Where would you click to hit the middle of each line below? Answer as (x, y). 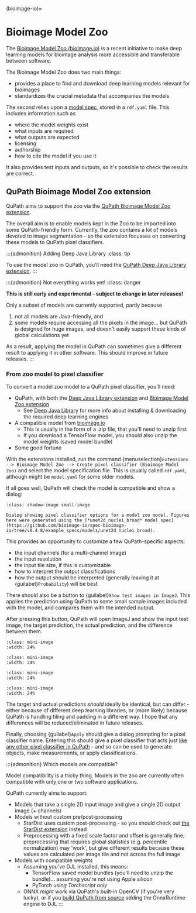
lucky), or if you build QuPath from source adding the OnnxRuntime (104, 898)
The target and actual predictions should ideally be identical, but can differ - (98, 704)
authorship (27, 149)
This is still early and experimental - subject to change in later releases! (95, 294)
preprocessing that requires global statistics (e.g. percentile (95, 842)
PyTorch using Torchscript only (70, 885)
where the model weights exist (51, 125)
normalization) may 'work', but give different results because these (104, 848)
